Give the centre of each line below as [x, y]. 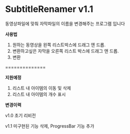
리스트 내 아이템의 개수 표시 [39, 94]
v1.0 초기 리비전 [21, 115]
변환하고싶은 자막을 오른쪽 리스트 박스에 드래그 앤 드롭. [65, 51]
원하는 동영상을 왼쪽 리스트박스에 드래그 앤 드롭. [59, 45]
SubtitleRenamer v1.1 [49, 9]
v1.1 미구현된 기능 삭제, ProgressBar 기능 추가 [50, 126]
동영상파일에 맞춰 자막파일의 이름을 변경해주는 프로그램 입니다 [65, 23]
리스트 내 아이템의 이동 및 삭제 [42, 88]
